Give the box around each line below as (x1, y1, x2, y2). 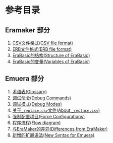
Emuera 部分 (5, 74, 44, 83)
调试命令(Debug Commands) (12, 95, 71, 101)
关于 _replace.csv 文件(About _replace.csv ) (12, 107, 100, 113)
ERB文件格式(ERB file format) (12, 46, 72, 52)
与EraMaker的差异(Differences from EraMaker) (12, 126, 108, 132)
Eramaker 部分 (5, 26, 51, 34)
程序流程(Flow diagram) (12, 120, 61, 126)
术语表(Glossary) (12, 88, 47, 94)
